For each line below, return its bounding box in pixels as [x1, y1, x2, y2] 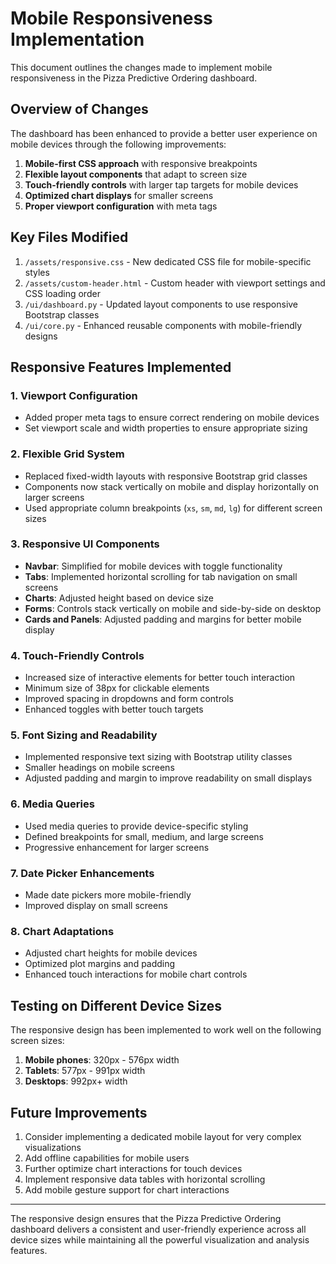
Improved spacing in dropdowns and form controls [24, 693, 234, 705]
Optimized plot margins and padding [24, 958, 176, 970]
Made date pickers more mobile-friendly [24, 889, 192, 901]
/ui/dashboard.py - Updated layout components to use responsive [24, 298, 299, 310]
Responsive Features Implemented [10, 358, 232, 376]
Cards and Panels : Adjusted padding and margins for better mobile [24, 613, 302, 625]
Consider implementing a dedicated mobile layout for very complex [24, 1130, 302, 1142]
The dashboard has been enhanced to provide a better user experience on [10, 127, 318, 139]
